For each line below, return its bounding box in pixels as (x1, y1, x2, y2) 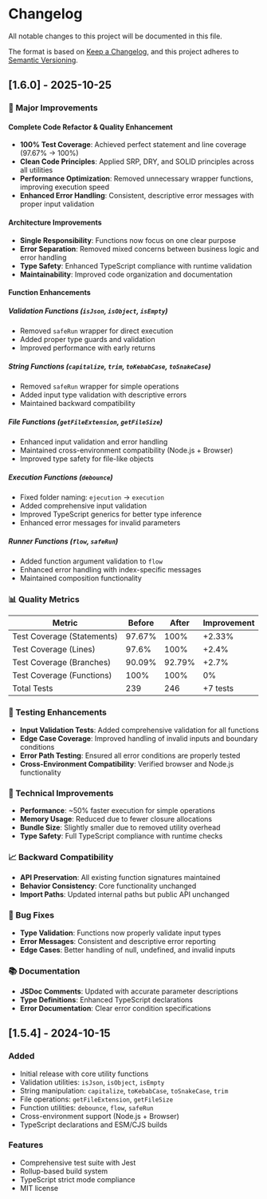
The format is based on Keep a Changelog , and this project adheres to (8, 46, 239, 56)
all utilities (19, 165, 53, 175)
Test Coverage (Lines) (12, 644, 96, 655)
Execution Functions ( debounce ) (8, 472, 113, 482)
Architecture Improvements (8, 217, 102, 228)
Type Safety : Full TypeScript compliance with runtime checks (19, 831, 223, 840)
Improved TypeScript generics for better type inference (19, 509, 202, 520)
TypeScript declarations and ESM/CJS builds (19, 1120, 167, 1129)
